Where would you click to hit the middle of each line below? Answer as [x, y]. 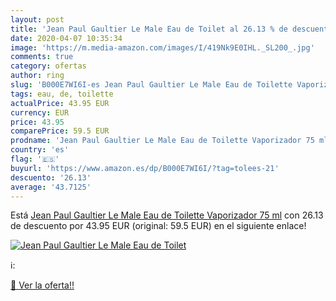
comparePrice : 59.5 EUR [60, 131]
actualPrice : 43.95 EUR [60, 103]
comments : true [42, 57]
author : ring [37, 76]
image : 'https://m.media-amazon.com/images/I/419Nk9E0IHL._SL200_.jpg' [162, 47]
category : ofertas [48, 66]
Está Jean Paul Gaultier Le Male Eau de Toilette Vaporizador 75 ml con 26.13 [167, 215]
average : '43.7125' [51, 187]
